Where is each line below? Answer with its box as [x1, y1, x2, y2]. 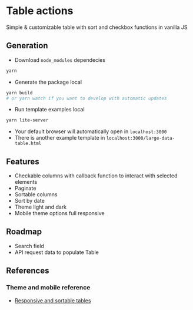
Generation [6, 41, 48, 51]
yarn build [6, 90, 33, 95]
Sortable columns [14, 191, 58, 198]
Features [6, 156, 39, 166]
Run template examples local [14, 106, 85, 113]
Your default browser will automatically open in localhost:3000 [14, 128, 167, 135]
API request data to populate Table [14, 249, 99, 256]
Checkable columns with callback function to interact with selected [14, 172, 178, 179]
